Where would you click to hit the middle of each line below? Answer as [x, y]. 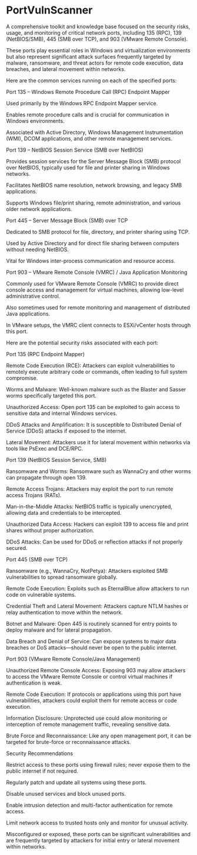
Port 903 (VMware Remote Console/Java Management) [73, 659]
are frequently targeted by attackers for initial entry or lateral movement [93, 840]
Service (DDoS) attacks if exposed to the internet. [66, 431]
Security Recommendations [40, 753]
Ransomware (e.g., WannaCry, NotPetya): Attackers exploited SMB [87, 571]
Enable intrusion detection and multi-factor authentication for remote [89, 805]
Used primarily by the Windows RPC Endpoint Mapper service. [82, 103]
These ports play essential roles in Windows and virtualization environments [98, 50]
